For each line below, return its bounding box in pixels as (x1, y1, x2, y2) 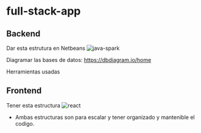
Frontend (6, 86, 42, 96)
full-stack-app (6, 4, 81, 18)
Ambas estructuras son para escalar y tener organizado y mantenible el (15, 114, 195, 121)
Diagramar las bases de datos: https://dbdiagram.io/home (6, 56, 152, 63)
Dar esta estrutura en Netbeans (6, 44, 85, 52)
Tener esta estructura (6, 101, 61, 109)
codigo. (15, 120, 35, 127)
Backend (6, 29, 41, 39)
